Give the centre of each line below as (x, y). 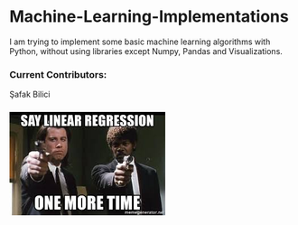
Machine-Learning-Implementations (149, 17)
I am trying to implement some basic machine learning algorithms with (140, 42)
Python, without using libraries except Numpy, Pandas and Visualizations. (146, 51)
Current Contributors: (58, 74)
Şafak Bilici (30, 94)
